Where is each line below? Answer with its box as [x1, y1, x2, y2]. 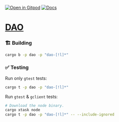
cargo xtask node [5, 108, 40, 113]
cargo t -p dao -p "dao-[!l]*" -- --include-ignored [5, 112, 115, 117]
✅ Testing [5, 64, 29, 71]
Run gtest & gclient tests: [5, 94, 58, 99]
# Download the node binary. [5, 103, 64, 108]
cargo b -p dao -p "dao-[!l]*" [5, 52, 69, 57]
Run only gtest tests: [5, 75, 47, 81]
